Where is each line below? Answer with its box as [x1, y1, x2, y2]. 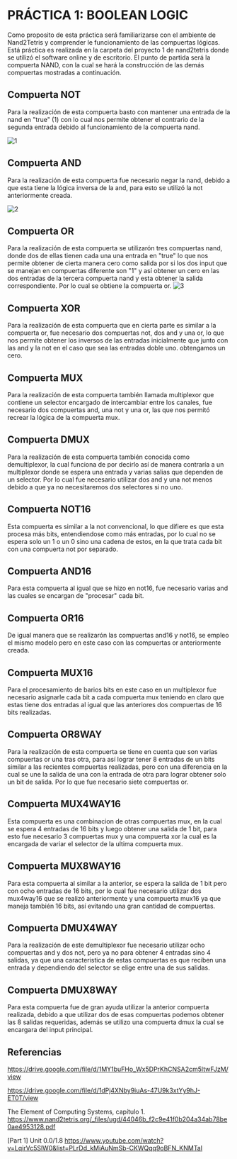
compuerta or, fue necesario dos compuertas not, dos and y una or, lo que [7, 328, 224, 337]
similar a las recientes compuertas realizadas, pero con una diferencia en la [7, 762, 228, 771]
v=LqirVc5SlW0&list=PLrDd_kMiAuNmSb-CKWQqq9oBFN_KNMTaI [7, 1143, 203, 1152]
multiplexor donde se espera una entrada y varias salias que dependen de [7, 467, 224, 476]
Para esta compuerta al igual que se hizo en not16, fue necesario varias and [7, 584, 229, 592]
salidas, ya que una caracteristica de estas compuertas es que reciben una [7, 956, 226, 965]
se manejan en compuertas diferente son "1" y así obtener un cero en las [7, 267, 220, 275]
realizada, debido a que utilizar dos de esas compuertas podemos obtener [7, 1011, 224, 1019]
